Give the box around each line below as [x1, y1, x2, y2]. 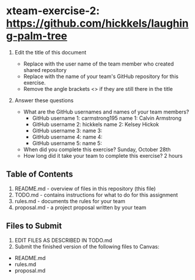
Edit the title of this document [14, 48, 87, 56]
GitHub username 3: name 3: [32, 127, 103, 134]
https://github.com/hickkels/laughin [6, 17, 189, 30]
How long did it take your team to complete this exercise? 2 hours [23, 152, 183, 159]
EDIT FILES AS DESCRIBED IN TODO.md [14, 236, 113, 243]
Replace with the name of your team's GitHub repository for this [23, 73, 179, 80]
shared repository [23, 66, 67, 73]
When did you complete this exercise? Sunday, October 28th [23, 146, 171, 153]
